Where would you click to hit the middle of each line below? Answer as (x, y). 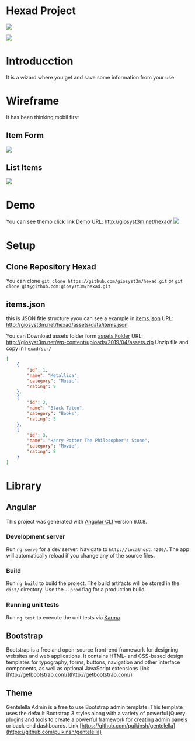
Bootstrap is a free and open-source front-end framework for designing (92, 650)
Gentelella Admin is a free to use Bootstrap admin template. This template (95, 707)
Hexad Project (41, 11)
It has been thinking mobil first (43, 117)
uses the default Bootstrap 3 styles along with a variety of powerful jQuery (96, 714)
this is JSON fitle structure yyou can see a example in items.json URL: (90, 318)
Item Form (25, 136)
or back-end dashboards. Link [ (44, 726)
